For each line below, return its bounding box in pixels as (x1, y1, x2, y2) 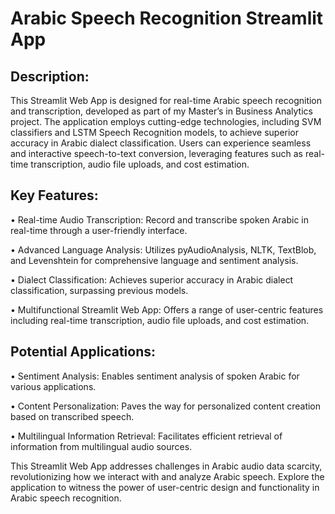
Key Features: (10, 187, 99, 204)
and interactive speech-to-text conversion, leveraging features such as (10, 148, 304, 159)
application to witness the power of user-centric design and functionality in (10, 481, 320, 493)
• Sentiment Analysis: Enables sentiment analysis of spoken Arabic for (10, 370, 300, 382)
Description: (10, 68, 90, 85)
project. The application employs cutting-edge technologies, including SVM (10, 116, 322, 127)
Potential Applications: (10, 343, 157, 361)
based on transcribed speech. (10, 410, 135, 422)
